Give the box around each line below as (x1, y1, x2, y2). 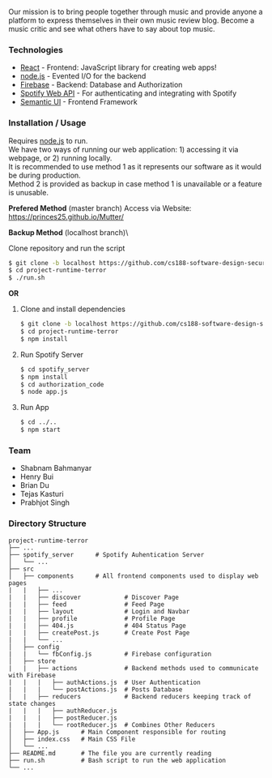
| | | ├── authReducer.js (8, 707, 117, 715)
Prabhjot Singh (19, 498, 70, 507)
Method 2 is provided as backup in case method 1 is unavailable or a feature (8, 178, 262, 189)
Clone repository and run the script (8, 243, 125, 253)
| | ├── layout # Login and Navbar (8, 607, 190, 615)
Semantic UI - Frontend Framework (19, 97, 138, 107)
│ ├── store (8, 656, 57, 665)
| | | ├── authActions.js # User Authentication (8, 678, 201, 686)
